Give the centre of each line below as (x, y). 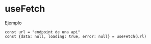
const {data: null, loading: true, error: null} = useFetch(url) (75, 36)
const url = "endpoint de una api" (43, 32)
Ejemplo (13, 23)
